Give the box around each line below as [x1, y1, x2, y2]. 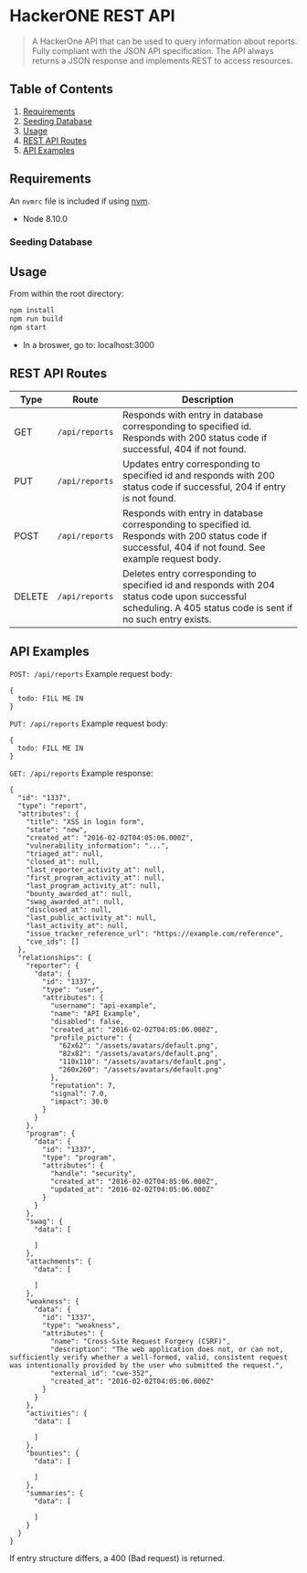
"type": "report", [17, 801, 89, 810]
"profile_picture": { [49, 1033, 132, 1042]
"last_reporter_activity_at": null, [26, 865, 166, 874]
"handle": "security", [49, 1168, 137, 1178]
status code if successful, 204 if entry [122, 480, 286, 493]
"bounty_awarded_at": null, [26, 889, 132, 898]
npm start [9, 323, 48, 333]
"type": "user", [42, 985, 104, 994]
